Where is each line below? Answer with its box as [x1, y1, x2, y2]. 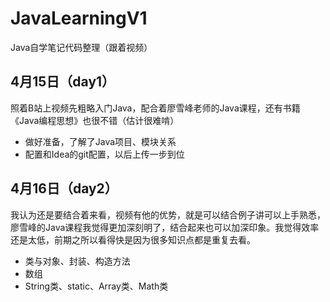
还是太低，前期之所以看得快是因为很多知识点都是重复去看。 [10, 233, 256, 246]
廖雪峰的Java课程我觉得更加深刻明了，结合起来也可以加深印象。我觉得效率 [10, 221, 320, 233]
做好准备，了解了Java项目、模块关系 [24, 135, 177, 147]
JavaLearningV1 [10, 7, 148, 30]
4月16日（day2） [10, 180, 118, 197]
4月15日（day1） [10, 73, 116, 91]
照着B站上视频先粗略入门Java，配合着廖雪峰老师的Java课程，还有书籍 [10, 102, 301, 114]
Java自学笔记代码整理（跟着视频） [10, 41, 153, 53]
